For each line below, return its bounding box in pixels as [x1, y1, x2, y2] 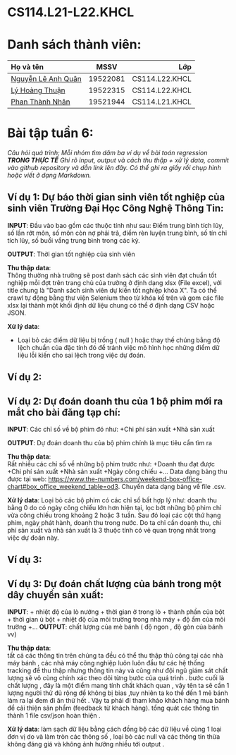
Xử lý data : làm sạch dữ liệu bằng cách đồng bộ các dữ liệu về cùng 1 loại [7, 725, 222, 734]
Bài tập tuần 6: [7, 125, 94, 141]
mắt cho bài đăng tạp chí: [7, 406, 121, 418]
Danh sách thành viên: [7, 37, 142, 53]
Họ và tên [11, 62, 44, 72]
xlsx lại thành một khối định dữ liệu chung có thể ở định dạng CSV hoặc [7, 301, 215, 309]
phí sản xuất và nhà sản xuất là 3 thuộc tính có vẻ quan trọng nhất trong [7, 526, 216, 535]
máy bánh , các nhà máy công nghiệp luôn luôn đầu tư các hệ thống [7, 659, 205, 668]
